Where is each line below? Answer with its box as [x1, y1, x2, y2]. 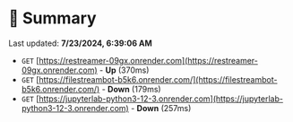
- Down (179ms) [101, 83, 162, 94]
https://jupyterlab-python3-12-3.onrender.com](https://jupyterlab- [39, 93, 284, 104]
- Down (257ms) [130, 102, 192, 113]
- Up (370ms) [99, 65, 150, 75]
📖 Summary [8, 8, 97, 29]
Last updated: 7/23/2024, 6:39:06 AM [8, 38, 153, 48]
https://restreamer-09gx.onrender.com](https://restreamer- [39, 55, 259, 65]
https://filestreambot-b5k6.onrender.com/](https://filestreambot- [39, 74, 278, 84]
